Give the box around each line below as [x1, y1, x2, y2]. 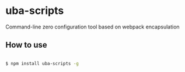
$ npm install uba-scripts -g [5, 60, 79, 66]
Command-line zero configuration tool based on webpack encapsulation [5, 23, 180, 30]
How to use [5, 40, 47, 50]
